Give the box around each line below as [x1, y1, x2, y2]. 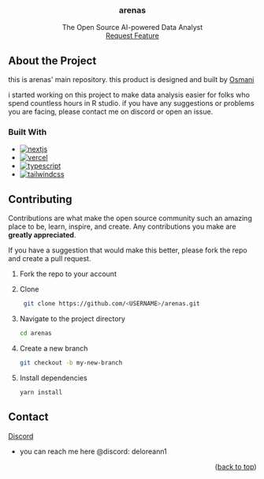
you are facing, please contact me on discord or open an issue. [8, 107, 214, 117]
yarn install [19, 388, 63, 396]
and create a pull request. [8, 254, 91, 264]
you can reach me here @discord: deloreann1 [19, 447, 167, 456]
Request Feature [106, 31, 159, 40]
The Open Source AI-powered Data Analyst [61, 23, 203, 32]
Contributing [8, 193, 73, 206]
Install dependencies [19, 372, 88, 383]
